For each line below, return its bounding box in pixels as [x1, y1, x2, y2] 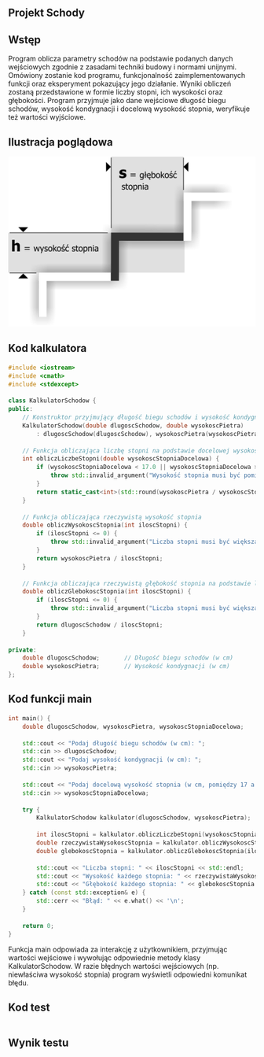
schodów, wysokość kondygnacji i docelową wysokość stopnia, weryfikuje [8, 104, 250, 113]
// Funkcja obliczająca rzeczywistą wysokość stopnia [22, 513, 202, 521]
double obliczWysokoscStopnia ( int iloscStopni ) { [22, 521, 189, 530]
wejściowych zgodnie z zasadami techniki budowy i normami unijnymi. [8, 62, 237, 72]
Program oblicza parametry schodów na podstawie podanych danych [8, 54, 233, 64]
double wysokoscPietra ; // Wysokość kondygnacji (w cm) [22, 663, 230, 671]
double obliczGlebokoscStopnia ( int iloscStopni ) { [22, 588, 192, 596]
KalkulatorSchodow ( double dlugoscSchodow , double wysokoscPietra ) [22, 421, 244, 430]
